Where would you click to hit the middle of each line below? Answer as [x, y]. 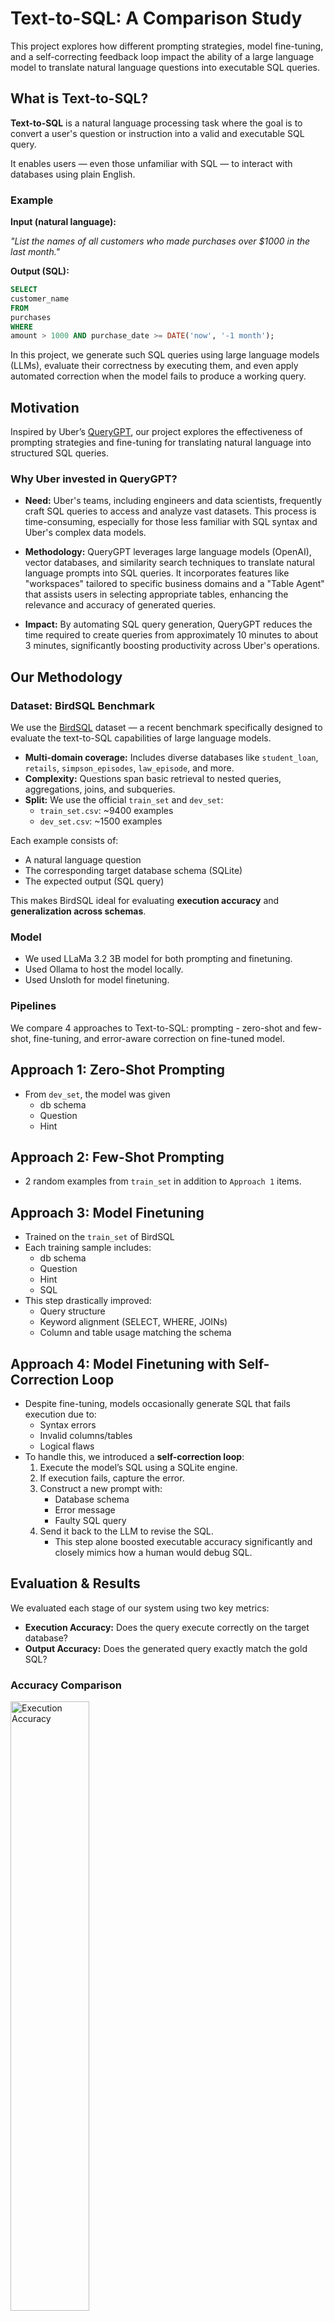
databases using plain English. [73, 174]
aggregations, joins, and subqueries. [100, 789]
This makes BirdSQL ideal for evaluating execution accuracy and [145, 901]
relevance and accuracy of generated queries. [120, 605]
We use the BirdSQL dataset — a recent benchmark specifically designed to [166, 728]
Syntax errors [68, 1424]
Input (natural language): [63, 222]
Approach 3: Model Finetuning [107, 1212]
